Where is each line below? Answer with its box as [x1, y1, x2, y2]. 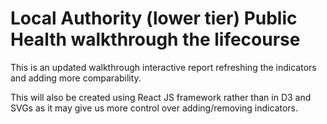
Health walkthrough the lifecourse [10, 28, 301, 51]
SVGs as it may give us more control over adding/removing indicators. [10, 102, 299, 114]
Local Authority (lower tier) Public [10, 7, 298, 30]
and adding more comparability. [10, 72, 142, 84]
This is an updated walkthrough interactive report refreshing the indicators [10, 61, 317, 73]
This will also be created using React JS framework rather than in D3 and [10, 91, 312, 103]
